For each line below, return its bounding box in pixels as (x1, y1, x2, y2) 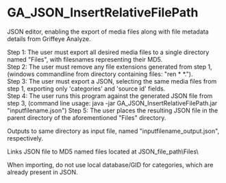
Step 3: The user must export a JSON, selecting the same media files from (7, 77, 217, 85)
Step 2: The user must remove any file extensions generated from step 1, (7, 62, 212, 71)
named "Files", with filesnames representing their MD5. (7, 55, 163, 63)
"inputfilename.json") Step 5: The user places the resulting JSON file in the (7, 106, 218, 114)
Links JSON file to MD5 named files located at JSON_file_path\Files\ (7, 147, 199, 156)
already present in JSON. (7, 168, 78, 176)
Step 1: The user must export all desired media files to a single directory (7, 48, 210, 56)
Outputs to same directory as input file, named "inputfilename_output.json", (7, 127, 220, 135)
